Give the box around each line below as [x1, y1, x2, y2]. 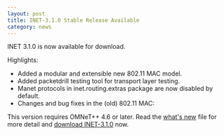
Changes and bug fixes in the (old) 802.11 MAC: [17, 99, 155, 108]
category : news [7, 23, 52, 30]
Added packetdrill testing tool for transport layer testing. [17, 77, 180, 85]
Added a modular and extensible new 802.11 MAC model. [17, 69, 183, 78]
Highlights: [7, 56, 39, 64]
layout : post [7, 10, 46, 17]
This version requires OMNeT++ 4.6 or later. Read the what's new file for [7, 113, 217, 121]
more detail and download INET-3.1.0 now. [7, 120, 129, 129]
